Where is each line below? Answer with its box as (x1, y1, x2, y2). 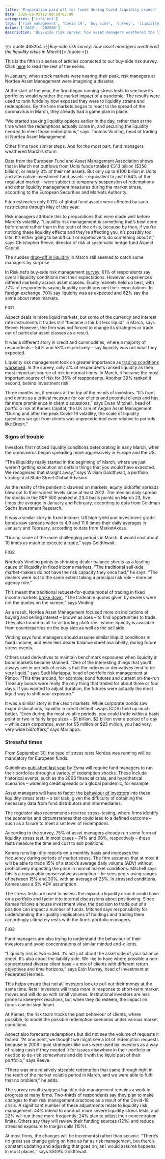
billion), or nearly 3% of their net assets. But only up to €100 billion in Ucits (5, 168, 156, 174)
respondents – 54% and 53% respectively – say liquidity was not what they (5, 345, 157, 350)
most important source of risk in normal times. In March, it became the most (5, 370, 159, 376)
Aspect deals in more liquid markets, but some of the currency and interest (5, 314, 157, 320)
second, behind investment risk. (5, 380, 70, 386)
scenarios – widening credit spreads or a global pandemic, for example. (5, 780, 150, 786)
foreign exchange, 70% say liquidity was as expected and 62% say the (5, 290, 149, 296)
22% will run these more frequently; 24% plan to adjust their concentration (5, 1113, 157, 1119)
